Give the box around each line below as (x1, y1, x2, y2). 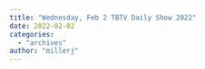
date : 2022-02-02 (9, 22, 75, 30)
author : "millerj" (9, 47, 79, 56)
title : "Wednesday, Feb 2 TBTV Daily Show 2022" (9, 13, 197, 22)
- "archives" (17, 38, 67, 47)
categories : (9, 30, 54, 39)
